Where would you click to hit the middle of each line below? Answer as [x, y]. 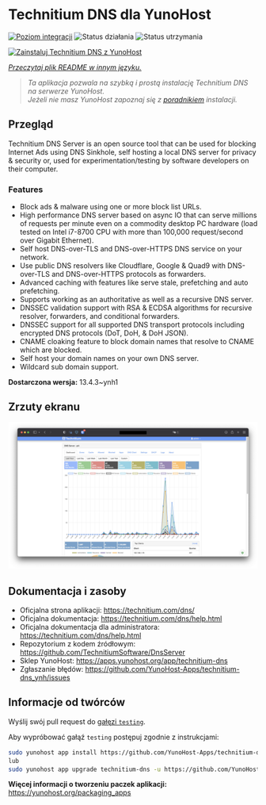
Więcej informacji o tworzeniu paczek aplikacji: [88, 784]
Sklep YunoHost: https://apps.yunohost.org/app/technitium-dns [123, 661]
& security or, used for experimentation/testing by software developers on [129, 160]
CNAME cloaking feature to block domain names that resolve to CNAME [137, 342]
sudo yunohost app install [53, 752]
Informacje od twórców [66, 702]
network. [34, 257]
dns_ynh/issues [45, 677]
